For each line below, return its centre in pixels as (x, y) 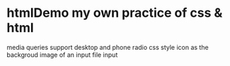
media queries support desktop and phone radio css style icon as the (108, 47)
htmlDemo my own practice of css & (115, 13)
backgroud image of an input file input (62, 55)
